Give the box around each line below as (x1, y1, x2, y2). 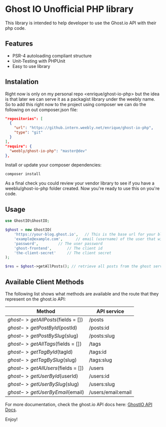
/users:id (88, 372, 110, 379)
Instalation (5, 78, 39, 86)
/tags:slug (88, 356, 112, 363)
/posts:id (88, 324, 110, 331)
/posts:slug (88, 332, 115, 339)
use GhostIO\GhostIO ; (5, 218, 50, 224)
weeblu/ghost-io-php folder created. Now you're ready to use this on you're (5, 185, 160, 191)
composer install (5, 172, 41, 177)
